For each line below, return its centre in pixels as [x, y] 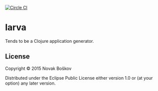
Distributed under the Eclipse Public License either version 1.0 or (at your [79, 78]
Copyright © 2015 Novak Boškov [38, 68]
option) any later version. [30, 83]
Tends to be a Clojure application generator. [50, 41]
